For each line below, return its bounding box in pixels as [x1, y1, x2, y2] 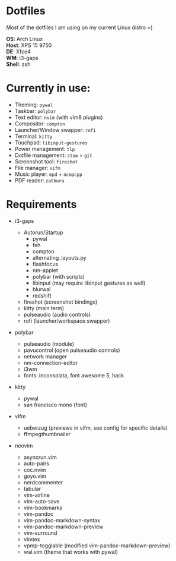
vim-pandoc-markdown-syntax [23, 516, 101, 524]
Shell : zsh [6, 61, 31, 68]
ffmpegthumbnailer [23, 430, 71, 437]
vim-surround [23, 529, 57, 536]
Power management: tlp [14, 145, 75, 152]
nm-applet [32, 266, 58, 274]
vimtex [23, 535, 40, 543]
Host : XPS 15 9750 [6, 42, 52, 49]
